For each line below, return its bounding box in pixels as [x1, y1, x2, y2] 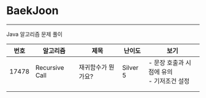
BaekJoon [6, 4, 59, 18]
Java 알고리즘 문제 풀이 [6, 30, 63, 37]
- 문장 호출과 [148, 58, 184, 67]
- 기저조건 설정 [148, 77, 190, 85]
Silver [122, 63, 139, 72]
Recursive [35, 63, 64, 72]
